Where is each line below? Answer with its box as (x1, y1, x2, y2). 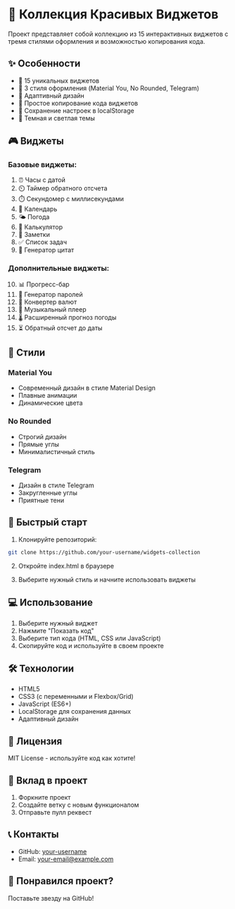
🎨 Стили (8, 347, 45, 359)
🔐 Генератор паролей (18, 290, 83, 298)
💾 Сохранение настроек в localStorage (18, 106, 134, 115)
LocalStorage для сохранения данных (18, 707, 132, 716)
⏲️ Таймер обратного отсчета (18, 184, 108, 193)
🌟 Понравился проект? (8, 875, 114, 887)
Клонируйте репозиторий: (18, 535, 97, 544)
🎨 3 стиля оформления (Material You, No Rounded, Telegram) (18, 84, 200, 92)
